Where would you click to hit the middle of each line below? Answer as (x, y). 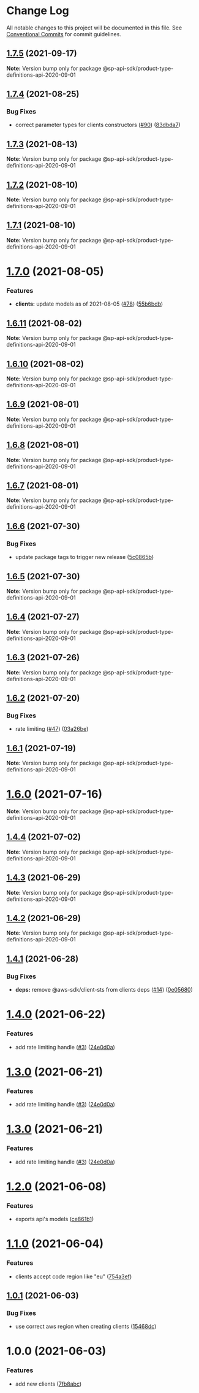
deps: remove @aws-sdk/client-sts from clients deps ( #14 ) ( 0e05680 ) (104, 990)
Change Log (38, 11)
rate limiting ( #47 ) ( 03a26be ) (52, 729)
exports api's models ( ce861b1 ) (54, 1219)
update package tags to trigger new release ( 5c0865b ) (84, 557)
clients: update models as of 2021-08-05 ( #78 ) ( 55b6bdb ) (89, 304)
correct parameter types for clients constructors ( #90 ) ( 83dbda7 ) (98, 125)
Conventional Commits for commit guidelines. (64, 34)
